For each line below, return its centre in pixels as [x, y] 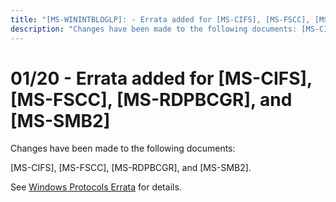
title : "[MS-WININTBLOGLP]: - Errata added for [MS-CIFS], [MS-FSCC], [160, 19]
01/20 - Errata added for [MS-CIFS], [161, 78]
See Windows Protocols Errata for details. [96, 187]
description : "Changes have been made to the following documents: [154, 29]
